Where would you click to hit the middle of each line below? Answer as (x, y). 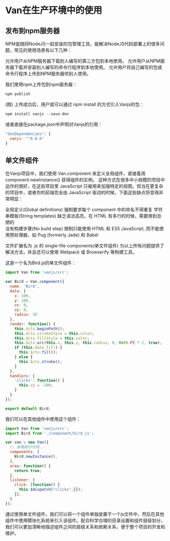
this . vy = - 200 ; (36, 385)
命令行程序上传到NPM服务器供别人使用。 (48, 74)
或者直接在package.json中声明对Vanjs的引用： (54, 124)
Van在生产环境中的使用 (54, 10)
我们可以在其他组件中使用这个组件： (43, 419)
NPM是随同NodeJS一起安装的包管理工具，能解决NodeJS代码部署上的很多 (83, 44)
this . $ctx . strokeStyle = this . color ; (54, 333)
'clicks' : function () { (40, 381)
